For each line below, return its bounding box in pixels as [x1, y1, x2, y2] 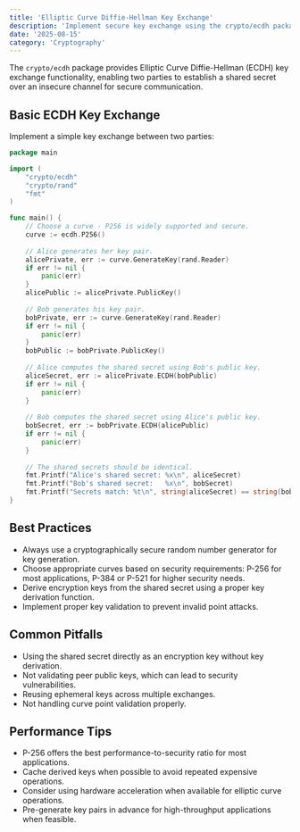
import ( [9, 164, 42, 173]
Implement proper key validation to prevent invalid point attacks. [21, 601, 259, 612]
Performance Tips [9, 724, 112, 739]
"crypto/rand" [25, 180, 78, 190]
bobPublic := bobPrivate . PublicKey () [25, 346, 166, 355]
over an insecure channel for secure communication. [9, 81, 204, 92]
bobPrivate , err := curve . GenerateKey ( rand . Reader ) [25, 313, 221, 322]
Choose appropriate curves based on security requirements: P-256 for [21, 563, 282, 574]
